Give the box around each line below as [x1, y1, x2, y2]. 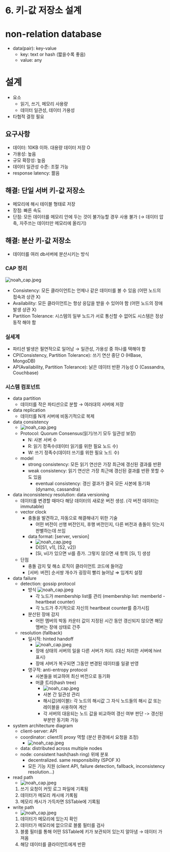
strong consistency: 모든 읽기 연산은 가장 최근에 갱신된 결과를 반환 [27, 461, 162, 468]
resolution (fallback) [20, 630, 63, 636]
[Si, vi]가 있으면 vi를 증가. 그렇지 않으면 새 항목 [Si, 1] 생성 [35, 550, 151, 556]
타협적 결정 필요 [12, 113, 44, 120]
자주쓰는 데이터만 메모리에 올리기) [19, 220, 87, 226]
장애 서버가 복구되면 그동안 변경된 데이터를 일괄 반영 [35, 661, 139, 667]
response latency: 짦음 [12, 169, 60, 176]
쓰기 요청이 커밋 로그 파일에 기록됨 [20, 786, 89, 792]
